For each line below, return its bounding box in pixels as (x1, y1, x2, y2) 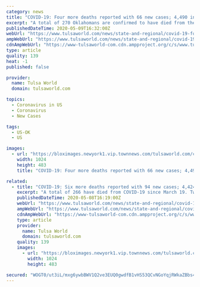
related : (6, 178, 28, 184)
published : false (6, 64, 49, 70)
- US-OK (11, 129, 31, 135)
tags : (6, 124, 20, 130)
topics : (6, 96, 26, 103)
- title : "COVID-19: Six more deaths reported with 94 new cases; (11, 184, 180, 190)
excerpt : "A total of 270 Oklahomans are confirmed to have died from (6, 20, 185, 26)
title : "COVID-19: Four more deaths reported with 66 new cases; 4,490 (6, 14, 187, 20)
